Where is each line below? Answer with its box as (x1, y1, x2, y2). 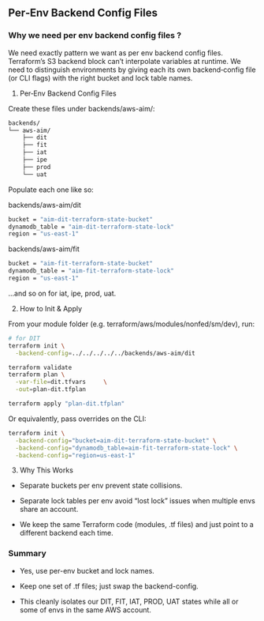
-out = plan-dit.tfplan (15, 386, 87, 393)
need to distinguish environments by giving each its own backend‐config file (8, 65, 256, 74)
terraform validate (8, 363, 73, 371)
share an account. (19, 505, 79, 514)
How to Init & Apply (19, 303, 83, 313)
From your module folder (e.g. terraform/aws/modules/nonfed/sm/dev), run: (8, 319, 255, 329)
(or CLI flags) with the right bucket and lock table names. (8, 73, 193, 82)
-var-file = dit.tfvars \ (15, 378, 108, 386)
